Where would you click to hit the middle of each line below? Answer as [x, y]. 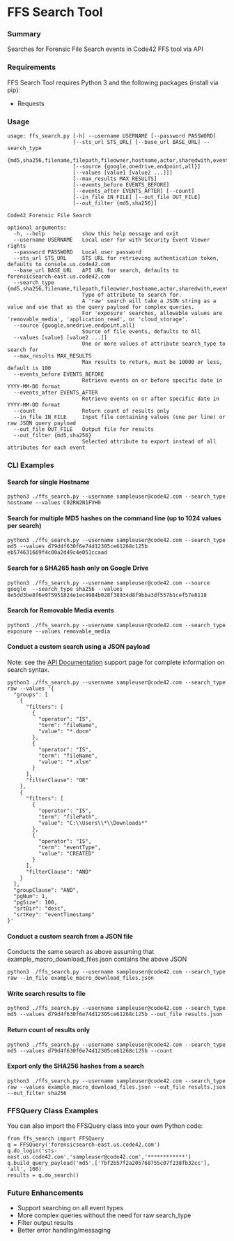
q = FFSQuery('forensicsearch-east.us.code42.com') [84, 1145]
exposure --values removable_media [59, 631]
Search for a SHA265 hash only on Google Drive [78, 568]
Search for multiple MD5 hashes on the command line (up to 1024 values [114, 518]
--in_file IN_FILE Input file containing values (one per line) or [120, 417]
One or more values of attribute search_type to [154, 344]
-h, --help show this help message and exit [96, 234]
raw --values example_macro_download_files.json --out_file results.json [117, 1087]
